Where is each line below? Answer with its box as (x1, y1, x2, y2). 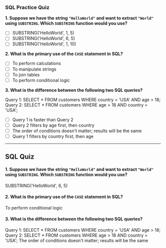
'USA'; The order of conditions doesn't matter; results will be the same (5, 237, 148, 243)
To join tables (12, 71, 40, 77)
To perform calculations (12, 61, 61, 67)
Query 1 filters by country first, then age (12, 133, 94, 139)
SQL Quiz (5, 152, 35, 161)
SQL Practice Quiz (5, 4, 50, 11)
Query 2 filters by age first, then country (12, 122, 95, 128)
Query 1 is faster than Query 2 (12, 116, 74, 122)
